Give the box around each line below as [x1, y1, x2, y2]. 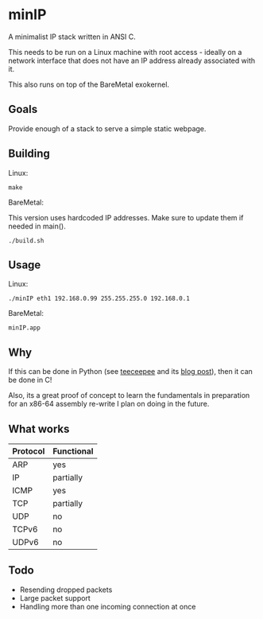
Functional [52, 446, 94, 457]
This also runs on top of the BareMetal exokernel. [8, 80, 169, 89]
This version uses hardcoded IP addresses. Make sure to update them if [8, 212, 244, 222]
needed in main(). [8, 221, 66, 231]
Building [8, 147, 50, 161]
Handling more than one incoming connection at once [19, 601, 196, 611]
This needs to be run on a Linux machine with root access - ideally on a [8, 47, 242, 56]
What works [8, 422, 70, 435]
